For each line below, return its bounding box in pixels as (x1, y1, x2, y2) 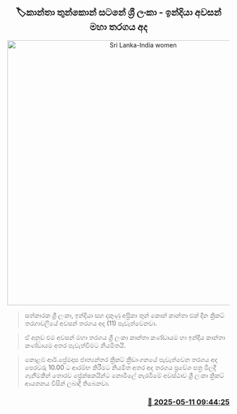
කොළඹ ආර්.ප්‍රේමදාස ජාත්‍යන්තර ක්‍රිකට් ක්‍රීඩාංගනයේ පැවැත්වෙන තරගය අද (24, 355, 218, 363)
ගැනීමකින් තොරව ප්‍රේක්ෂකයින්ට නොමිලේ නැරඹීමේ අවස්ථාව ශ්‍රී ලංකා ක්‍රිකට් (24, 371, 224, 379)
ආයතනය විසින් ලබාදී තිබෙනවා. (24, 379, 110, 387)
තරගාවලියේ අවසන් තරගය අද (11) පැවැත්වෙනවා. (24, 319, 157, 327)
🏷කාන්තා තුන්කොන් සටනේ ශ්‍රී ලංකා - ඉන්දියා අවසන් (15, 6, 222, 18)
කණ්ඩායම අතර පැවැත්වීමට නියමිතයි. (24, 341, 126, 349)
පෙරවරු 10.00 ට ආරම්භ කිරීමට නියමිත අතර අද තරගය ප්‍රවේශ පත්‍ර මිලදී (24, 363, 217, 372)
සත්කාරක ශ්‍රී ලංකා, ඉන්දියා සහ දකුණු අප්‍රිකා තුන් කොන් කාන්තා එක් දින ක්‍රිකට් (24, 311, 225, 319)
